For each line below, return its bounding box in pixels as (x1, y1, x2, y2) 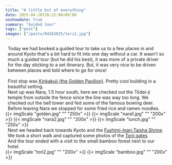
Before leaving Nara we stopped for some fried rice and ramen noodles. (7, 106, 160, 111)
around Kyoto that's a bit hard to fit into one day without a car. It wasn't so (7, 51, 164, 57)
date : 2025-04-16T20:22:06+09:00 (5, 12, 77, 17)
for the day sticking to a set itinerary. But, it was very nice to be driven (7, 62, 156, 68)
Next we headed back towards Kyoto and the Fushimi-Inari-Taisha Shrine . (7, 127, 164, 133)
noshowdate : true (5, 17, 43, 22)
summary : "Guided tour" (5, 22, 56, 27)
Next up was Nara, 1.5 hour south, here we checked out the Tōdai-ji (7, 89, 150, 95)
